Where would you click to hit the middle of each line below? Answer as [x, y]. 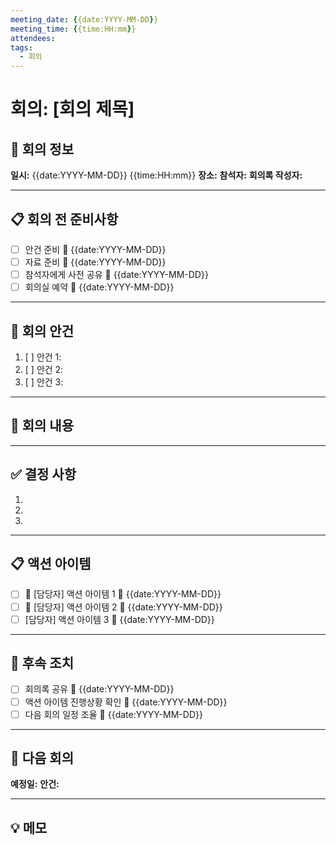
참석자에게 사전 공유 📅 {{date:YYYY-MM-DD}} [116, 275]
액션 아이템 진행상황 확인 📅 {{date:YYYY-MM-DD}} [126, 702]
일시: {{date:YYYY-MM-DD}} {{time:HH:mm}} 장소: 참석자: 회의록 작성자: [156, 175]
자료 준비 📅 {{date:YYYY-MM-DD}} [95, 262]
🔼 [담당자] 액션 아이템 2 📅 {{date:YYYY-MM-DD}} [123, 607]
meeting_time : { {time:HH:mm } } [73, 29]
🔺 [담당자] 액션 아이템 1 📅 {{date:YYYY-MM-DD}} [123, 594]
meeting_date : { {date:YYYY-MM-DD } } [84, 19]
